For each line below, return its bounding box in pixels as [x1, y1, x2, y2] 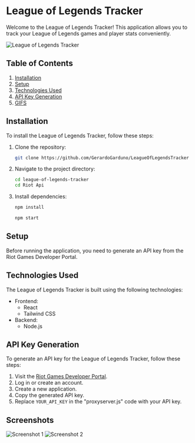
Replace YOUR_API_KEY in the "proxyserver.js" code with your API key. [14, 398, 182, 405]
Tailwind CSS [23, 310, 56, 317]
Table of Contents [6, 58, 74, 68]
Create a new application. [14, 385, 77, 393]
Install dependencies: [14, 193, 67, 200]
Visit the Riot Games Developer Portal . [14, 373, 108, 380]
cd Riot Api [14, 182, 44, 188]
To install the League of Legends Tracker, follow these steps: [6, 132, 154, 139]
